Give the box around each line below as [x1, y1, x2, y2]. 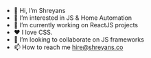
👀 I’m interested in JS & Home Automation [13, 14, 132, 22]
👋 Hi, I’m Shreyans [13, 7, 66, 14]
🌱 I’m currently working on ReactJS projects [13, 21, 139, 29]
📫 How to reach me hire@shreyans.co [13, 43, 124, 51]
